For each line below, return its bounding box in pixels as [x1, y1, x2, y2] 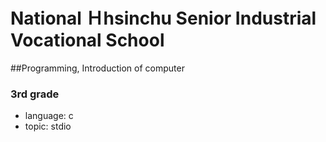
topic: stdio [24, 120, 72, 133]
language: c [24, 110, 74, 122]
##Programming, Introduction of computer [10, 62, 185, 74]
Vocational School [10, 29, 165, 52]
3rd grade [10, 87, 60, 101]
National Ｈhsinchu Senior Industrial [10, 7, 317, 30]
